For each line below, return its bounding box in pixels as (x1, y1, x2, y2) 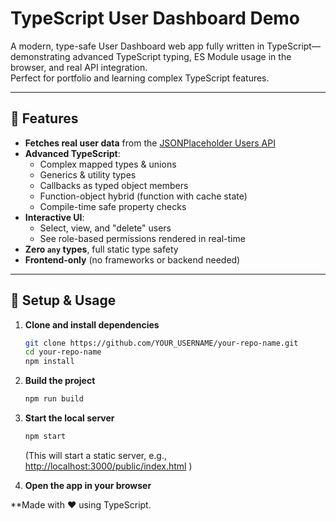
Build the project (24, 375, 96, 387)
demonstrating (10, 50, 71, 62)
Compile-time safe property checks (39, 200, 187, 212)
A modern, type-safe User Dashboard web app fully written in (10, 40, 265, 52)
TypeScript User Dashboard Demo (10, 7, 301, 30)
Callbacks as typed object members (39, 179, 189, 191)
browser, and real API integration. (10, 61, 148, 73)
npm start (24, 432, 67, 442)
